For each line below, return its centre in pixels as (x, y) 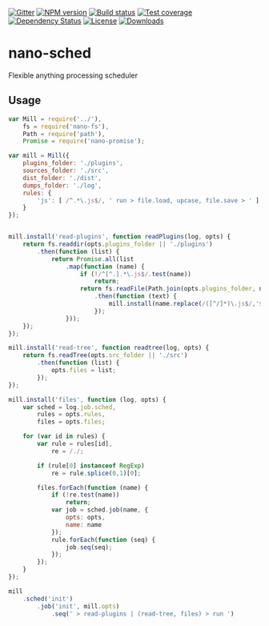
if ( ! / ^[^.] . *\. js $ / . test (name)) (136, 274)
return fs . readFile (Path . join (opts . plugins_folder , (168, 289)
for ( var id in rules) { (64, 436)
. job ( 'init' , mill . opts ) (78, 606)
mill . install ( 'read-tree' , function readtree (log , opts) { (109, 348)
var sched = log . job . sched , (69, 407)
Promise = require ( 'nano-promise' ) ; (84, 141)
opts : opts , (85, 517)
